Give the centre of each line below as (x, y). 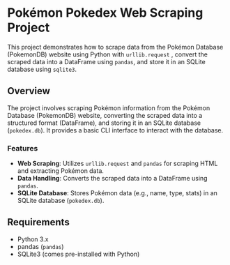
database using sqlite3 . (42, 69)
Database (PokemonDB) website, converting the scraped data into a (105, 115)
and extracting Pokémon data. (61, 171)
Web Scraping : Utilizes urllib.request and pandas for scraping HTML (117, 164)
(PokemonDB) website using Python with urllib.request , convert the (107, 54)
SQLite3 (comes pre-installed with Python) (78, 254)
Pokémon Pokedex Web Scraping (105, 13)
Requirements (38, 222)
